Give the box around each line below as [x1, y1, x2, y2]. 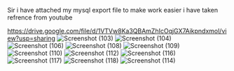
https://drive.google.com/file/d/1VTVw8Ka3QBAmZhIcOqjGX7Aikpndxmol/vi [7, 27, 227, 35]
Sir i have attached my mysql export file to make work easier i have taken [7, 6, 219, 14]
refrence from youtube [7, 13, 73, 22]
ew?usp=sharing [7, 34, 56, 42]
